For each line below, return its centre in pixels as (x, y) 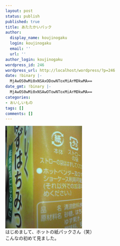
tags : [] (15, 108)
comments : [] (19, 114)
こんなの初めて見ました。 (32, 238)
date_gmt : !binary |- (28, 87)
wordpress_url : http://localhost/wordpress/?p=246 (60, 70)
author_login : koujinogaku (34, 59)
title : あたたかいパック (29, 27)
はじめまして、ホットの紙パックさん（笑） (50, 232)
